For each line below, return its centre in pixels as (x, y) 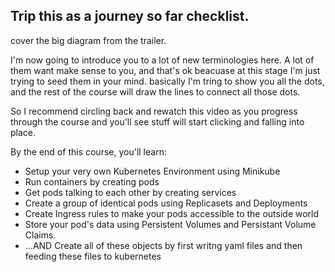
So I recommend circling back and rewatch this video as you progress (154, 111)
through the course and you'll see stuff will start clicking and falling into (157, 121)
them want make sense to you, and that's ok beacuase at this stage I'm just (165, 70)
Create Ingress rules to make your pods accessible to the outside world (172, 213)
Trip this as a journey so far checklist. (130, 16)
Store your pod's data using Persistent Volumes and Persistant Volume (170, 224)
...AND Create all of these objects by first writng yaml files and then (163, 245)
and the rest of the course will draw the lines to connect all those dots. (155, 91)
